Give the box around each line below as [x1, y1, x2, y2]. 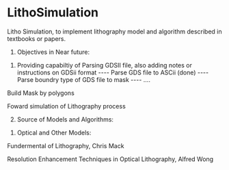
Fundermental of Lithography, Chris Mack [7, 141, 124, 150]
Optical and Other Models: [16, 128, 92, 137]
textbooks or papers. [7, 34, 66, 42]
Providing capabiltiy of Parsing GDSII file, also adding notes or [16, 61, 193, 69]
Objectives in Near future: [16, 48, 90, 56]
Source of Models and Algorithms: [16, 115, 114, 124]
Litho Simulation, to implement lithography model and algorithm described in [7, 27, 222, 36]
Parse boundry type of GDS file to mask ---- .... [16, 75, 150, 83]
